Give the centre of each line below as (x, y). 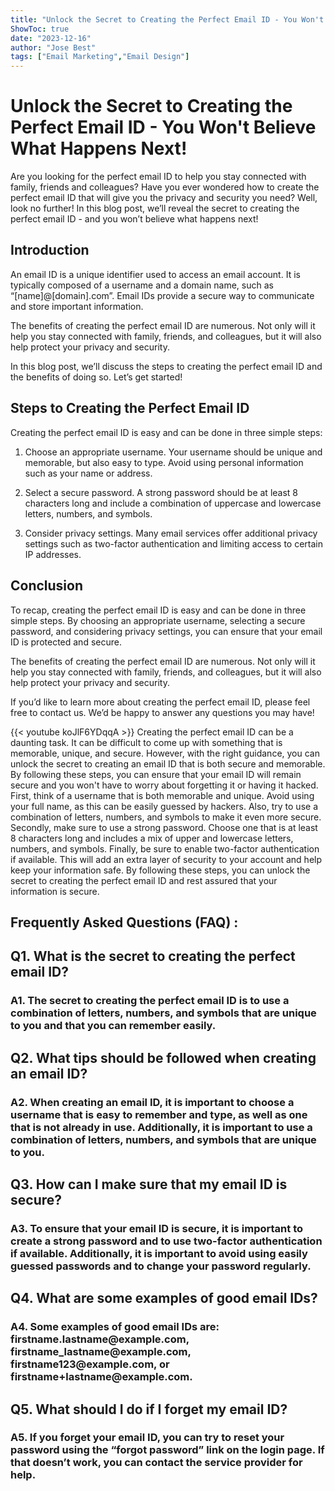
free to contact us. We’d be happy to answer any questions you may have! (162, 712)
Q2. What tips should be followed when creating (163, 1057)
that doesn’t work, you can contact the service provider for (156, 1463)
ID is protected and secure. (66, 642)
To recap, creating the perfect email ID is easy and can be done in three (158, 610)
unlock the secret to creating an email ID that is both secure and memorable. (168, 763)
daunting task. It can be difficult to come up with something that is (146, 742)
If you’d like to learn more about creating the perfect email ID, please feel (160, 702)
